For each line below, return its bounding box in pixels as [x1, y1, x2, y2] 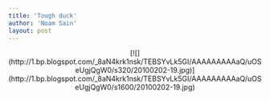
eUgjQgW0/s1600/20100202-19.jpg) [75, 82, 195, 92]
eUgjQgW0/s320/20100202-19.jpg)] [75, 66, 195, 75]
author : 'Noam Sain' [8, 19, 78, 27]
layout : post [8, 26, 52, 34]
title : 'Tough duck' [8, 11, 78, 20]
